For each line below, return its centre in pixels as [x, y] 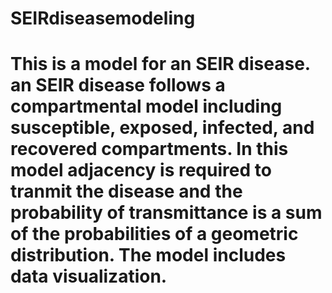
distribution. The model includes [148, 255]
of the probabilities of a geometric [154, 234]
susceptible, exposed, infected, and [162, 128]
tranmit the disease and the [126, 191]
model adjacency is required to [141, 170]
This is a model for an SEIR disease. [160, 64]
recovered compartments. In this [149, 149]
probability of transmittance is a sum [166, 213]
